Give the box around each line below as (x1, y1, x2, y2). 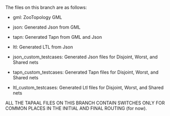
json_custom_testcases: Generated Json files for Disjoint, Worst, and (12, 54, 158, 60)
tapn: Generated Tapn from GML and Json (12, 34, 102, 40)
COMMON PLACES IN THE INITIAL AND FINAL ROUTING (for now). (5, 105, 147, 111)
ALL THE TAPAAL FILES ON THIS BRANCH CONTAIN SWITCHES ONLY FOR (5, 100, 165, 106)
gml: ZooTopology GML (12, 14, 62, 20)
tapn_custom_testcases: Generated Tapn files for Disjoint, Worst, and (12, 69, 159, 75)
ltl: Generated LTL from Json (12, 44, 73, 50)
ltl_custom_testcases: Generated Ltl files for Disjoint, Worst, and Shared (12, 84, 164, 90)
